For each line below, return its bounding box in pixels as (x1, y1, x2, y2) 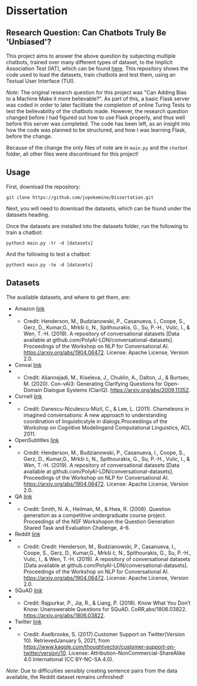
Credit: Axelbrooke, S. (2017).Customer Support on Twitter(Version (23, 631, 185, 638)
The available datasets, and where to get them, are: (6, 293, 131, 301)
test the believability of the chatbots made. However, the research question (6, 108, 188, 114)
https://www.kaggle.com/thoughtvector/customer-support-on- (23, 643, 176, 650)
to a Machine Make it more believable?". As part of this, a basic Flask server (6, 95, 190, 102)
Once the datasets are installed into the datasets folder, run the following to (6, 222, 188, 229)
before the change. (6, 133, 53, 140)
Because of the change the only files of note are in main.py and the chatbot (6, 144, 188, 151)
